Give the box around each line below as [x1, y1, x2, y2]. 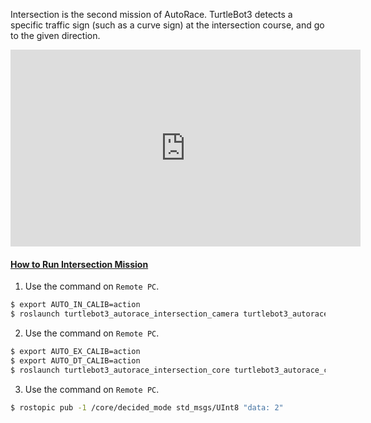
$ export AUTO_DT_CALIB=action [10, 355, 141, 366]
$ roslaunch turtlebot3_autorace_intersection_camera [10, 309, 240, 319]
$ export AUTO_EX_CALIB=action [10, 346, 141, 356]
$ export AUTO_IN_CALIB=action [10, 300, 141, 310]
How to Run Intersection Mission [10, 258, 149, 270]
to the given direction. [10, 30, 101, 41]
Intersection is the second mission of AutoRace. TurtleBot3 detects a [10, 9, 293, 20]
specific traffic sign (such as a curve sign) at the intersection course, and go [10, 19, 325, 31]
